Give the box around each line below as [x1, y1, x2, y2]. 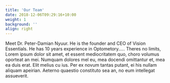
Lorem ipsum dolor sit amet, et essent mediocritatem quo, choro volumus [5, 51, 159, 58]
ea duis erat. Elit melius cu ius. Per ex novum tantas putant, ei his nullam [5, 62, 157, 68]
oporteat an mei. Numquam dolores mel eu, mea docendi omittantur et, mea [5, 57, 165, 63]
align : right [5, 26, 33, 32]
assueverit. [5, 73, 29, 79]
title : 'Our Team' [5, 7, 44, 13]
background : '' [5, 21, 38, 27]
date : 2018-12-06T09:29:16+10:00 [5, 12, 77, 17]
